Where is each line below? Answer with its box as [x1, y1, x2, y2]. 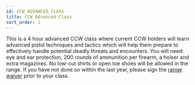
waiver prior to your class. [6, 72, 69, 79]
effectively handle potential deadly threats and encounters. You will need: [6, 48, 184, 55]
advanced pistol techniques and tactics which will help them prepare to [6, 41, 179, 48]
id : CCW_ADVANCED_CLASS [6, 8, 65, 15]
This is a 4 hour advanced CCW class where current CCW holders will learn [6, 36, 190, 42]
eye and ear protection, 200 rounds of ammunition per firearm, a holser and [6, 54, 190, 61]
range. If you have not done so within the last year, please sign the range [6, 66, 182, 73]
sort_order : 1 [6, 19, 41, 25]
